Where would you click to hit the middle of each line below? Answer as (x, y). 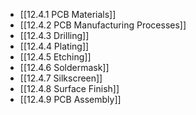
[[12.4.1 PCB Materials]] (68, 14)
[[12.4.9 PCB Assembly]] (70, 99)
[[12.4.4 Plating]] (54, 46)
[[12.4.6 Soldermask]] (64, 67)
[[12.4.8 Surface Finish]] (69, 88)
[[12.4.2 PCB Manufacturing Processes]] (103, 25)
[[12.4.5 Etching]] (55, 57)
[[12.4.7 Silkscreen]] (61, 78)
